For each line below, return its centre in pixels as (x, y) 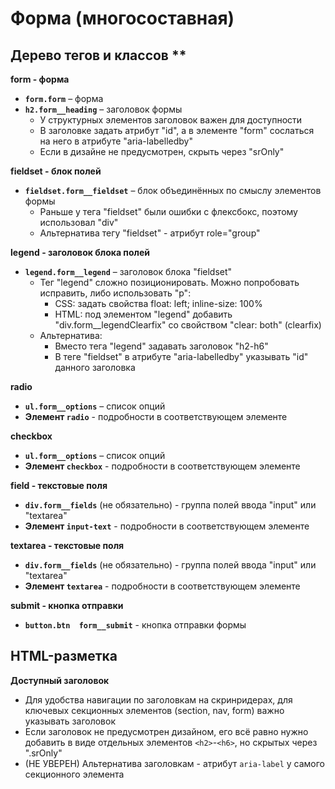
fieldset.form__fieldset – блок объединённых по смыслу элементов (173, 190)
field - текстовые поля (59, 485)
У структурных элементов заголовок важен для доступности (171, 120)
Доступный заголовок (60, 680)
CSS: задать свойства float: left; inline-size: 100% (158, 303)
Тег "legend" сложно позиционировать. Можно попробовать (169, 282)
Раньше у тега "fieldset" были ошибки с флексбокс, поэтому (168, 211)
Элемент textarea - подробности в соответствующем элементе (162, 586)
